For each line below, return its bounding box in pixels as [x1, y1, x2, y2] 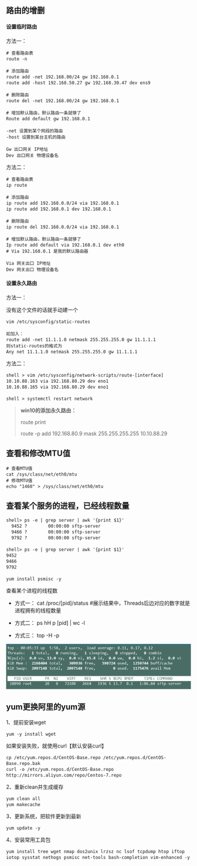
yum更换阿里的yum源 [6, 702, 86, 712]
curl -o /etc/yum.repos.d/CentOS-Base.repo [6, 766, 114, 772]
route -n [6, 56, 28, 62]
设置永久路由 [6, 279, 37, 287]
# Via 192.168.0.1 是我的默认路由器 [6, 248, 89, 254]
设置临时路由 [6, 23, 37, 30]
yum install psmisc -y [6, 576, 62, 582]
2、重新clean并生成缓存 [6, 783, 64, 790]
